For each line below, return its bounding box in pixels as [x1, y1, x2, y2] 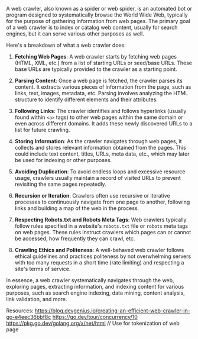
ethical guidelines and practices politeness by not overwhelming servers [14, 253, 191, 260]
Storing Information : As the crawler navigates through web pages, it [14, 138, 182, 144]
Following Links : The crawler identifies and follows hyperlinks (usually [14, 108, 187, 114]
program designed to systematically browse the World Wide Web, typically [6, 11, 188, 18]
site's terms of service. [14, 266, 71, 272]
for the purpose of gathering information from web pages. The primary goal [6, 18, 190, 24]
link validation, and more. [6, 296, 67, 302]
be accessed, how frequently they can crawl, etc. [14, 235, 135, 242]
